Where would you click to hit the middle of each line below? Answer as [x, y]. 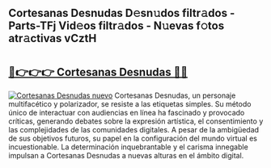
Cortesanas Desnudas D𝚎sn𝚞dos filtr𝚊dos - [122, 13]
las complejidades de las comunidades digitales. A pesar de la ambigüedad [134, 130]
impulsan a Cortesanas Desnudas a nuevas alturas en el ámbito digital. [126, 155]
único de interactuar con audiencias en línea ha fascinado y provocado [127, 113]
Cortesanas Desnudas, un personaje [175, 95]
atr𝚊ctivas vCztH [53, 38]
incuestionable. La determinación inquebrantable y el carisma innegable [128, 147]
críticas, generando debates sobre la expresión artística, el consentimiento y [136, 121]
